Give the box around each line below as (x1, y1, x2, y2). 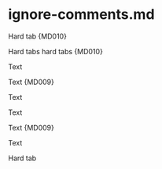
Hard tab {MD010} (8, 31, 67, 41)
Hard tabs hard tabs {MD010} (8, 46, 104, 56)
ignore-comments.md (8, 6, 155, 24)
